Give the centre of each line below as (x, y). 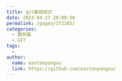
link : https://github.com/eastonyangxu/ (64, 69)
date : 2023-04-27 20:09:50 (41, 18)
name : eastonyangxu (37, 63)
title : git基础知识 (29, 12)
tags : (13, 46)
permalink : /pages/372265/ (41, 23)
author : (16, 57)
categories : (21, 29)
